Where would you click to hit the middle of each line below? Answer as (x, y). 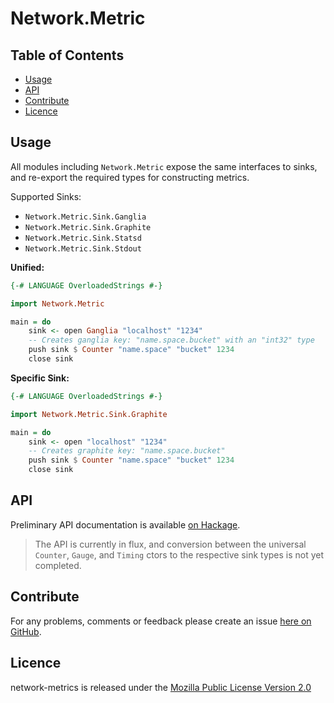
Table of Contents (67, 55)
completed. (58, 565)
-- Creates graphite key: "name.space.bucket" (127, 451)
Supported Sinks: (46, 196)
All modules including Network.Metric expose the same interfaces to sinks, (164, 166)
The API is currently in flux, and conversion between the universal (170, 544)
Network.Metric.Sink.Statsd (83, 238)
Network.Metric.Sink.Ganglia (85, 217)
